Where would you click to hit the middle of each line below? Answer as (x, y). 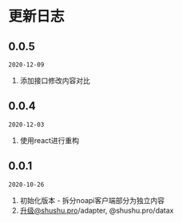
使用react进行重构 (49, 140)
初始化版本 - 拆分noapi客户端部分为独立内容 (92, 200)
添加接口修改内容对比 (55, 80)
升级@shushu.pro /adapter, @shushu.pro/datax (97, 210)
